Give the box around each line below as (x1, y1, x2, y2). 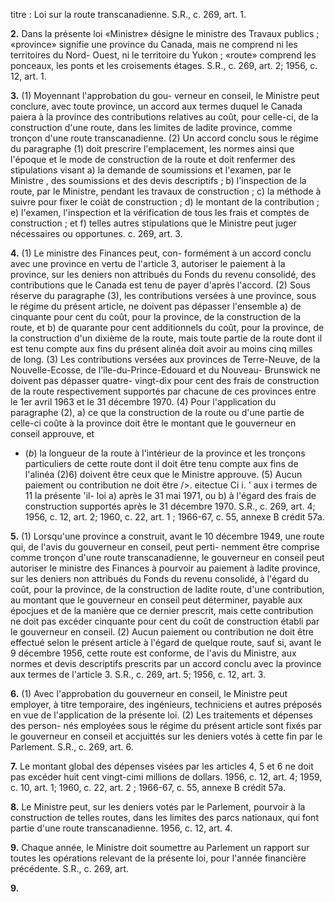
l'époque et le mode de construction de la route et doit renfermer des (10, 154, 296, 165)
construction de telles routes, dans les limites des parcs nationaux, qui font (10, 812, 319, 823)
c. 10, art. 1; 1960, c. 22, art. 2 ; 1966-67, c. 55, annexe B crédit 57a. (10, 782, 287, 793)
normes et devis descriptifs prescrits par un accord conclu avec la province (10, 658, 322, 669)
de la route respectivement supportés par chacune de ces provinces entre (10, 385, 317, 397)
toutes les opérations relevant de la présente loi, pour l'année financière (10, 852, 307, 864)
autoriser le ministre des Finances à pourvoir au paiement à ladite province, (10, 562, 321, 574)
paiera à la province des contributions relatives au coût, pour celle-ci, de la (10, 111, 319, 123)
